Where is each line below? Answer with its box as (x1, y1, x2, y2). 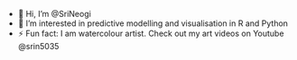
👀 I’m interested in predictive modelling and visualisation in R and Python (17, 18, 289, 29)
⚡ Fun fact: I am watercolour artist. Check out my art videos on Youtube (17, 28, 284, 39)
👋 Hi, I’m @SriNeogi (17, 9, 92, 19)
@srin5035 (17, 41, 60, 51)
